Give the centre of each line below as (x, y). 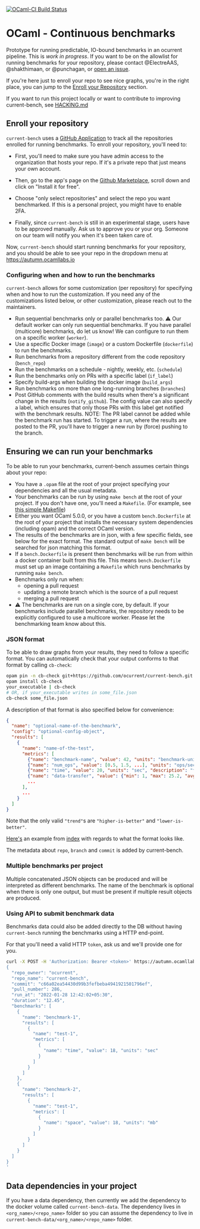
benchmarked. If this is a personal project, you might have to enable (98, 204)
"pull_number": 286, (37, 989)
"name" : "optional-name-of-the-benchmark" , (66, 726)
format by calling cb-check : (39, 665)
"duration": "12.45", (38, 1001)
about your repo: (27, 472)
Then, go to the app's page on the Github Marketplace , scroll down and (102, 180)
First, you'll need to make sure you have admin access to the (89, 156)
